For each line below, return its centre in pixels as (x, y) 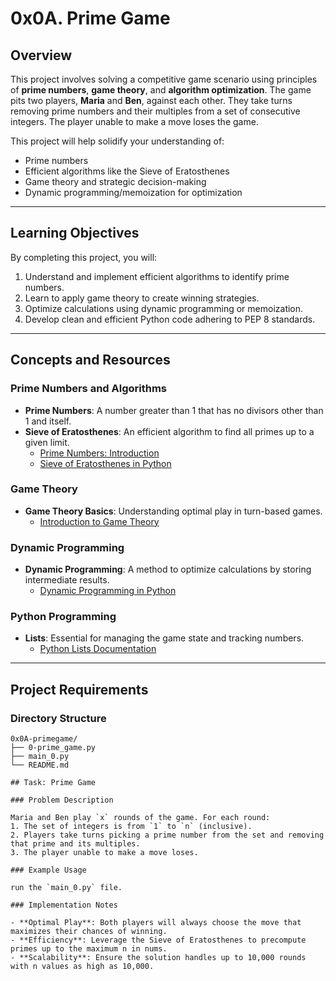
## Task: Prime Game (53, 783)
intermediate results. (67, 580)
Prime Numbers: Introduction (99, 453)
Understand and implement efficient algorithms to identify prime (157, 276)
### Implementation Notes (64, 905)
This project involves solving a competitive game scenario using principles (164, 79)
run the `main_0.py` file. (66, 888)
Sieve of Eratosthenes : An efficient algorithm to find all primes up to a (169, 431)
